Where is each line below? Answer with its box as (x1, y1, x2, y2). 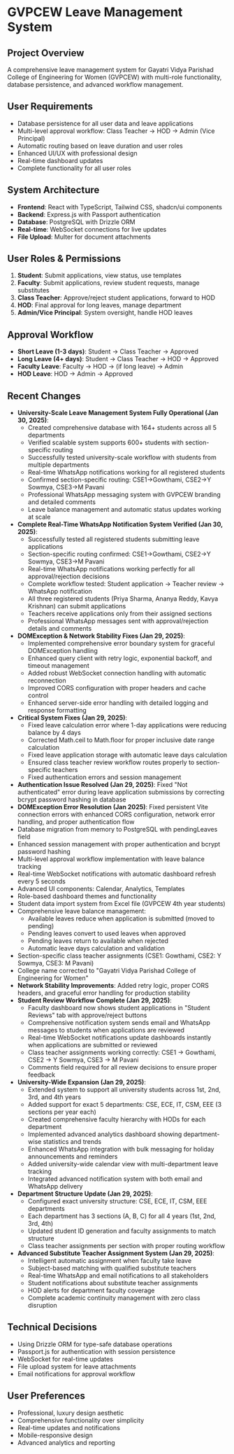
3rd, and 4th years (27, 1093, 82, 1101)
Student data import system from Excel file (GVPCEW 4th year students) (17, 900, 226, 908)
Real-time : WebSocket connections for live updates (17, 225, 167, 233)
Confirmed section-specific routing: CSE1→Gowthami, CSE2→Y (27, 475, 212, 484)
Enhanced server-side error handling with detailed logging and (27, 699, 208, 707)
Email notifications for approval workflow (17, 1369, 136, 1378)
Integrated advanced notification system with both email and (27, 1175, 203, 1183)
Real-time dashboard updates (17, 156, 103, 165)
